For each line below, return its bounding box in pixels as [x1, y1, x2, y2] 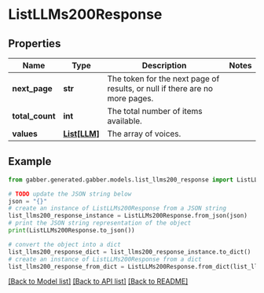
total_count [12, 111, 56, 121]
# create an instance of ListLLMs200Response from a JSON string [8, 204, 226, 213]
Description [141, 60, 187, 71]
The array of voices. [107, 128, 181, 139]
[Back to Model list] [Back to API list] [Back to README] [8, 277, 189, 286]
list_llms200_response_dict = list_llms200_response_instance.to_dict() [8, 247, 251, 256]
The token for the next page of [107, 73, 220, 84]
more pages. [107, 93, 154, 104]
